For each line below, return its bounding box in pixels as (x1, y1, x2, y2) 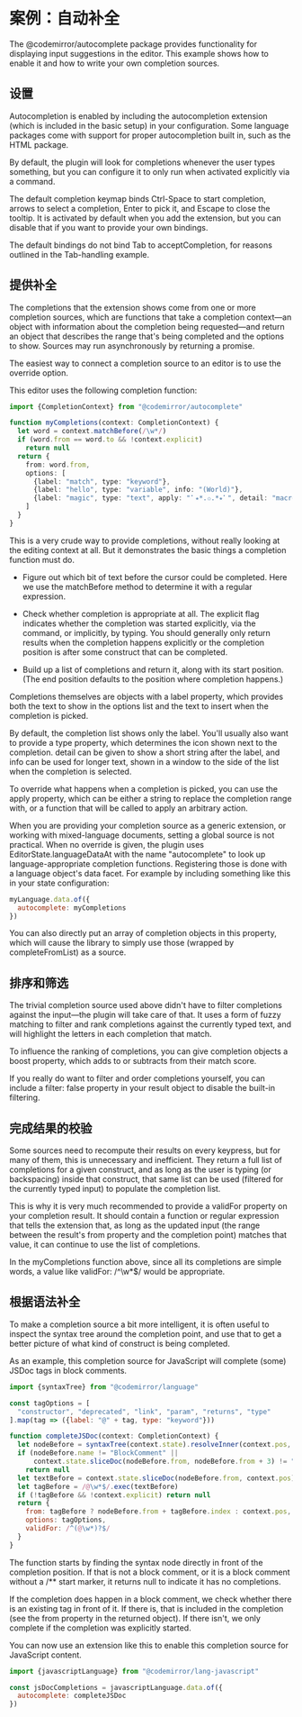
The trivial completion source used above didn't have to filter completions (9, 1000, 283, 1011)
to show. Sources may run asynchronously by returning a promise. (9, 340, 255, 351)
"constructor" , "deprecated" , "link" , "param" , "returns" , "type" (17, 1407, 271, 1416)
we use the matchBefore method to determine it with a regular (22, 581, 253, 592)
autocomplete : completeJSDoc (17, 1691, 127, 1701)
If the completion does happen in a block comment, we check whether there (9, 1594, 292, 1604)
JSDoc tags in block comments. (9, 1365, 128, 1376)
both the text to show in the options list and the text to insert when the (9, 700, 270, 712)
